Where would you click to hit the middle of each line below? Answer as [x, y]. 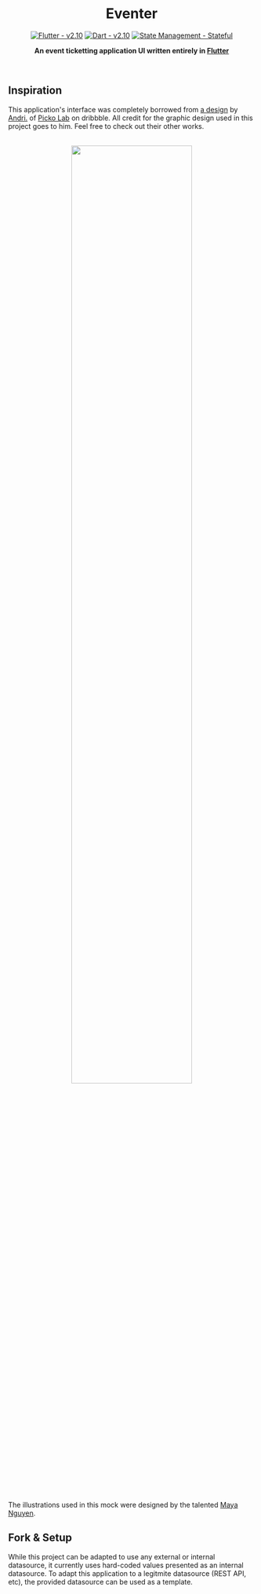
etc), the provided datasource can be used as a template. [101, 1581]
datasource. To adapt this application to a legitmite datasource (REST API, [127, 1573]
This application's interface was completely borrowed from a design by [123, 109]
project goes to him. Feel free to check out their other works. [106, 126]
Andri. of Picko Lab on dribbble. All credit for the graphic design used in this [130, 118]
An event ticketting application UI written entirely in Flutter [132, 50]
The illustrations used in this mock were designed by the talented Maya [123, 1504]
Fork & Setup [40, 1538]
